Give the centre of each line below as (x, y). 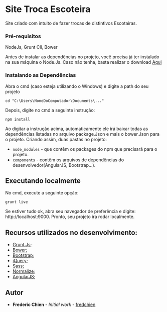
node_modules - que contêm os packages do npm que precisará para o (85, 149)
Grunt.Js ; (22, 245)
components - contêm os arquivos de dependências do (68, 160)
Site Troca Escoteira (48, 9)
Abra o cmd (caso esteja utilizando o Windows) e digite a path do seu (77, 86)
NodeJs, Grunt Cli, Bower (31, 47)
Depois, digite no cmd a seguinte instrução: (50, 110)
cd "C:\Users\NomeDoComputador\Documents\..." (55, 101)
